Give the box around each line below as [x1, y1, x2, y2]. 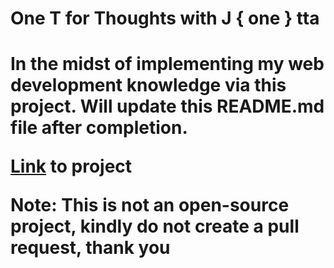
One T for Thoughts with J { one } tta [10, 7, 320, 30]
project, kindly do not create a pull [10, 215, 300, 238]
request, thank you [10, 237, 171, 259]
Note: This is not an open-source [10, 194, 290, 217]
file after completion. [10, 117, 188, 139]
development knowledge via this [10, 74, 287, 97]
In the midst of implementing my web [10, 53, 325, 76]
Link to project [10, 155, 133, 178]
